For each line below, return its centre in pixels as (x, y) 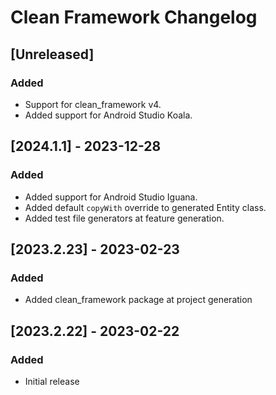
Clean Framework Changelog (134, 17)
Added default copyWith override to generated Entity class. (145, 207)
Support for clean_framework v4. (93, 104)
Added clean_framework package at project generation (138, 300)
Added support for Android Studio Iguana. (111, 197)
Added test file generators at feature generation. (124, 218)
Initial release (52, 381)
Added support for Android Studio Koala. (108, 115)
